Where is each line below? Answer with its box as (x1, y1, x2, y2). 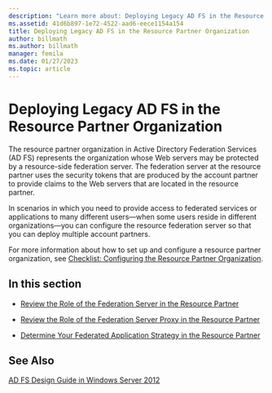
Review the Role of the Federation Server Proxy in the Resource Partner (20, 314, 261, 324)
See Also (8, 353, 55, 367)
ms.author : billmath (8, 42, 79, 50)
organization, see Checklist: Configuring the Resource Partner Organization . (8, 253, 264, 263)
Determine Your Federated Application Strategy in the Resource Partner (20, 330, 261, 340)
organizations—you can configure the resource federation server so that (8, 221, 252, 230)
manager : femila (8, 50, 64, 58)
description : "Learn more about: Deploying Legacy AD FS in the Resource (8, 11, 265, 20)
